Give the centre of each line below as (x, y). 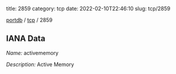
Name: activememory (32, 53)
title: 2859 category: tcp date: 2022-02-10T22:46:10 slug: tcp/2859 (88, 9)
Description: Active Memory (40, 64)
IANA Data (26, 39)
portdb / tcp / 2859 (30, 20)
